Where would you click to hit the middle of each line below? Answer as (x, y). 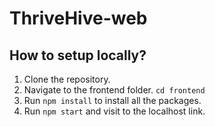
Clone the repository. (67, 79)
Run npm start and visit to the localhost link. (114, 111)
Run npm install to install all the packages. (112, 100)
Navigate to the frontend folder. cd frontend (114, 90)
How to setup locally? (78, 55)
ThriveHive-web (78, 18)
